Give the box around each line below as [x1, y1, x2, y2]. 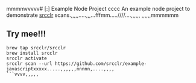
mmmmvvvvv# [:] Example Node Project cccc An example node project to [6, 5, 191, 12]
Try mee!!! [6, 29, 46, 39]
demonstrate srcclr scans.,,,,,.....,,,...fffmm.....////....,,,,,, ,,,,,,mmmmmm [6, 11, 179, 19]
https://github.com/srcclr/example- [54, 60, 147, 67]
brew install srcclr [6, 50, 58, 56]
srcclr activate [6, 55, 47, 61]
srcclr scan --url [6, 60, 52, 67]
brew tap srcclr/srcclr [6, 45, 66, 51]
